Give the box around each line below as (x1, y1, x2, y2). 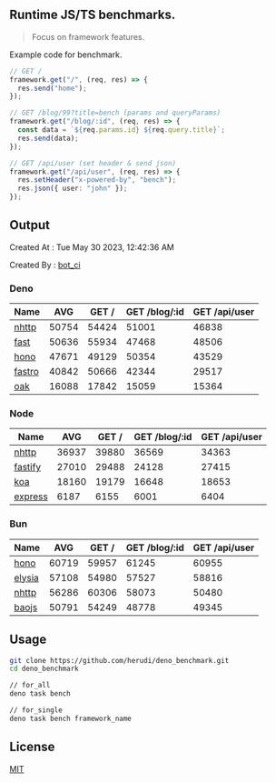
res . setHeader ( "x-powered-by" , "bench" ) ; (17, 176, 177, 185)
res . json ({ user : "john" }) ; (17, 184, 128, 194)
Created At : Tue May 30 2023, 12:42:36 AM (9, 241, 174, 253)
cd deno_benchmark (9, 664, 79, 674)
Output (9, 217, 50, 233)
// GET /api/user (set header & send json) (9, 158, 177, 167)
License (9, 739, 55, 755)
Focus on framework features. (31, 31, 145, 42)
